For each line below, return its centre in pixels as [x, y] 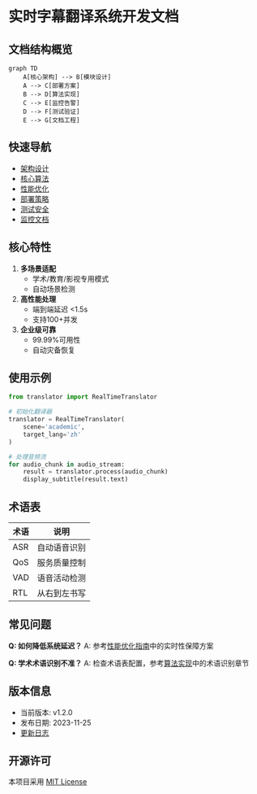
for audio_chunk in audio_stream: [67, 465]
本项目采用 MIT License [48, 782]
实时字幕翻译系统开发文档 [94, 17]
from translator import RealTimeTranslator [83, 397]
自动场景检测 [54, 289]
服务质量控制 [62, 563]
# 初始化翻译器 [30, 412]
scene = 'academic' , [54, 427]
